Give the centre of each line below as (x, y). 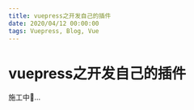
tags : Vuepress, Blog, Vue (54, 31)
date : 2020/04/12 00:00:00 (54, 23)
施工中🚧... (25, 97)
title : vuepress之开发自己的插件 (60, 16)
